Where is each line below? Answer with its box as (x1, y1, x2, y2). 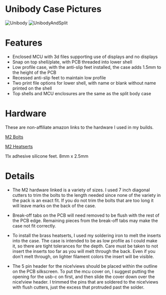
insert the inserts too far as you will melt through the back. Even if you (12, 248, 156, 254)
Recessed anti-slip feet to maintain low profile (12, 74, 106, 80)
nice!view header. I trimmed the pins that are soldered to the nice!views (12, 279, 159, 285)
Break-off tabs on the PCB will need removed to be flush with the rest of (12, 212, 160, 218)
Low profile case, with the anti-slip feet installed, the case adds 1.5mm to (12, 64, 162, 70)
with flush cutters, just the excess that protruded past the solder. (12, 284, 145, 290)
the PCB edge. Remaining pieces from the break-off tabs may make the (12, 217, 158, 224)
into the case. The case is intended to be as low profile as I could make (12, 237, 158, 243)
